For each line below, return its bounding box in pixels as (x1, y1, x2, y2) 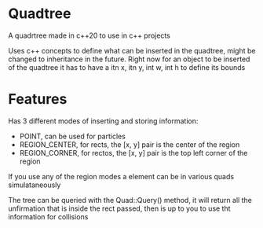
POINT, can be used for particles (19, 131, 126, 141)
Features (8, 90, 68, 108)
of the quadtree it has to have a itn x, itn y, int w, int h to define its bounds (8, 62, 246, 72)
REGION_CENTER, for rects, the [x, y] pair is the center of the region (19, 139, 240, 149)
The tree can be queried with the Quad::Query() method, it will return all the (8, 195, 253, 204)
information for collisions (8, 211, 89, 221)
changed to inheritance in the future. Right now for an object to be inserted (8, 54, 250, 64)
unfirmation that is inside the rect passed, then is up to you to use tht (8, 204, 231, 213)
